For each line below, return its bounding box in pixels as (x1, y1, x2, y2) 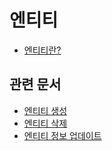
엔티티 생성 (23, 104, 68, 116)
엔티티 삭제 (23, 117, 68, 129)
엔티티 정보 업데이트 (23, 129, 102, 141)
